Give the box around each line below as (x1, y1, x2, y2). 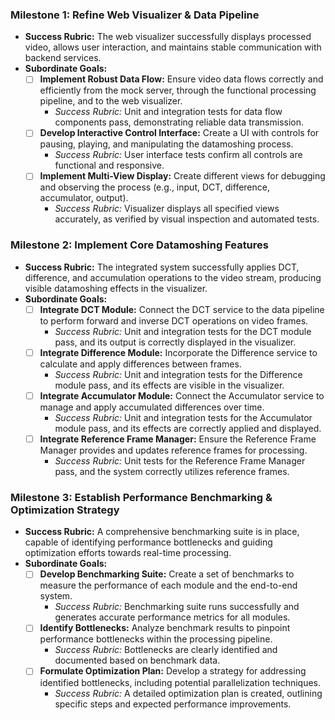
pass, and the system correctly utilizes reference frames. (54, 466, 290, 478)
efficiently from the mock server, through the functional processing (39, 84, 317, 97)
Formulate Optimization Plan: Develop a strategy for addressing (39, 665, 307, 677)
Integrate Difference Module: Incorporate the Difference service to (39, 346, 318, 358)
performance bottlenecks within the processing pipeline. (39, 633, 273, 645)
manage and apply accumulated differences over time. (39, 401, 265, 413)
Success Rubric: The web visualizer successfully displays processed (24, 31, 312, 43)
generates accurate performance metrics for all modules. (54, 611, 291, 623)
